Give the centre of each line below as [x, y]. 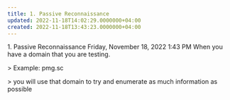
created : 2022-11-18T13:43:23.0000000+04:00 [74, 27]
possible [20, 89]
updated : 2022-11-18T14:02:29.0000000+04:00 [74, 20]
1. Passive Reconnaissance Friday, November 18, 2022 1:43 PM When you [115, 47]
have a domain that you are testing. [59, 54]
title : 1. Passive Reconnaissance [59, 14]
